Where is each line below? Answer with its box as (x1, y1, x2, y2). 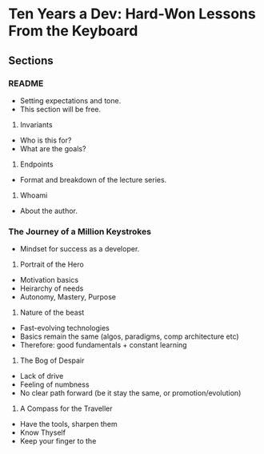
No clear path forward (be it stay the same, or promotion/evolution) (19, 388, 242, 398)
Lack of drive (19, 372, 64, 381)
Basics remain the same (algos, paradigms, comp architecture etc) (19, 331, 239, 341)
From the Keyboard (8, 22, 138, 40)
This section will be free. (19, 104, 102, 114)
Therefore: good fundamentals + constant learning (19, 340, 187, 350)
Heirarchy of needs (19, 283, 84, 293)
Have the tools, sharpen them (19, 420, 118, 429)
